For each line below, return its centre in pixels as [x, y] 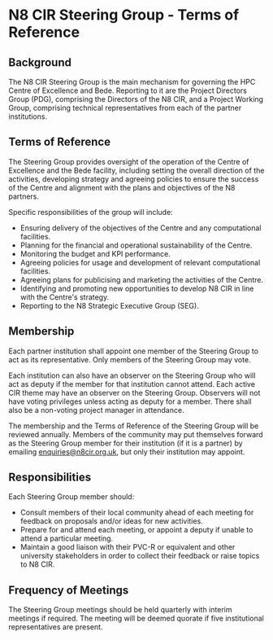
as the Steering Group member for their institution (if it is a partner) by [126, 443]
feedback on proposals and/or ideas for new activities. [111, 521]
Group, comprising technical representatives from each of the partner [125, 108]
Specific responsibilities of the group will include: [91, 212]
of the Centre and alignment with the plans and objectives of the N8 [122, 187]
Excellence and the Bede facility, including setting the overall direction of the [136, 170]
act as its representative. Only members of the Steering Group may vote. [130, 359]
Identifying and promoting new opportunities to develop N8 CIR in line [137, 288]
